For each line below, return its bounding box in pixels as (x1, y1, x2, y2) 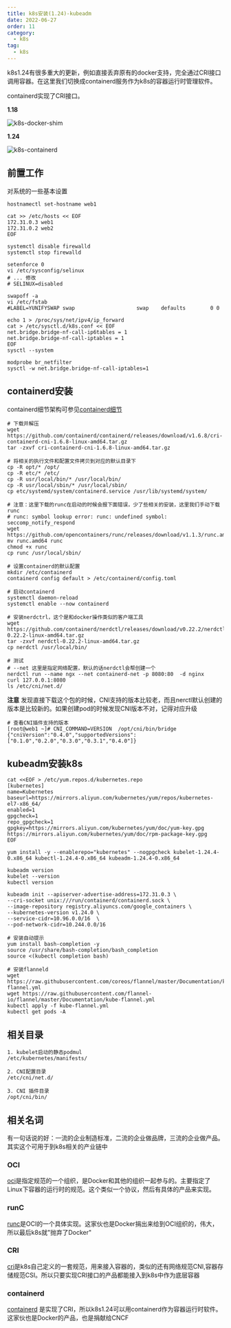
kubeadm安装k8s (7, 757, 83, 769)
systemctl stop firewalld (7, 249, 81, 256)
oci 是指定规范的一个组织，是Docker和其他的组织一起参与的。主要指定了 (7, 1177, 211, 1185)
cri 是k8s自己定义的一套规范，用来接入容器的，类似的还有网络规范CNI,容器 (7, 1262, 218, 1270)
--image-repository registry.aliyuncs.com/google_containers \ (7, 903, 192, 911)
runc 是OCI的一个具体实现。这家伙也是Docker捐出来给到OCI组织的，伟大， (7, 1219, 219, 1228)
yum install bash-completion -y (7, 941, 100, 948)
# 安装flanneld (7, 967, 49, 973)
